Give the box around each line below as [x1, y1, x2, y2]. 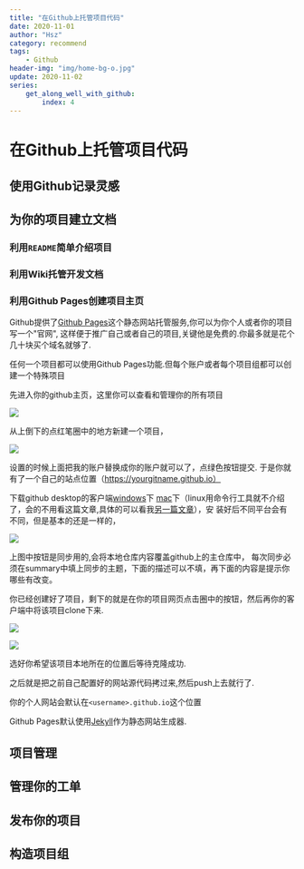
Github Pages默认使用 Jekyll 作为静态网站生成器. [9, 716, 187, 727]
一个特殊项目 [16, 370, 65, 381]
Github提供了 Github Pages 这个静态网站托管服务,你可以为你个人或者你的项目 [9, 317, 293, 327]
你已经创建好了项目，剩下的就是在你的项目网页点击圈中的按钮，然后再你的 [9, 593, 287, 604]
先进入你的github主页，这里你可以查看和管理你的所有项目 [9, 389, 223, 400]
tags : [9, 47, 30, 56]
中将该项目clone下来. [24, 605, 104, 616]
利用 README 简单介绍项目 [9, 241, 113, 254]
